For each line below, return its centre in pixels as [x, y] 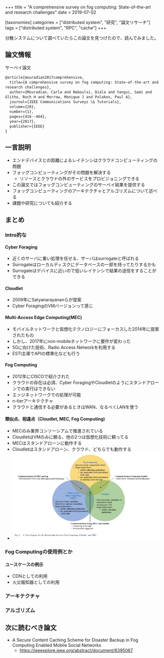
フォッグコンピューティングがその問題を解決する [61, 172]
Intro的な [16, 235]
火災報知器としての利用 [36, 582]
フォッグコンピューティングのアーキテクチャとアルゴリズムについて [81, 191]
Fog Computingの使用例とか [39, 552]
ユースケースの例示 [24, 564]
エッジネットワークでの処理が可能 [47, 395]
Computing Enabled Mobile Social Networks [57, 645]
